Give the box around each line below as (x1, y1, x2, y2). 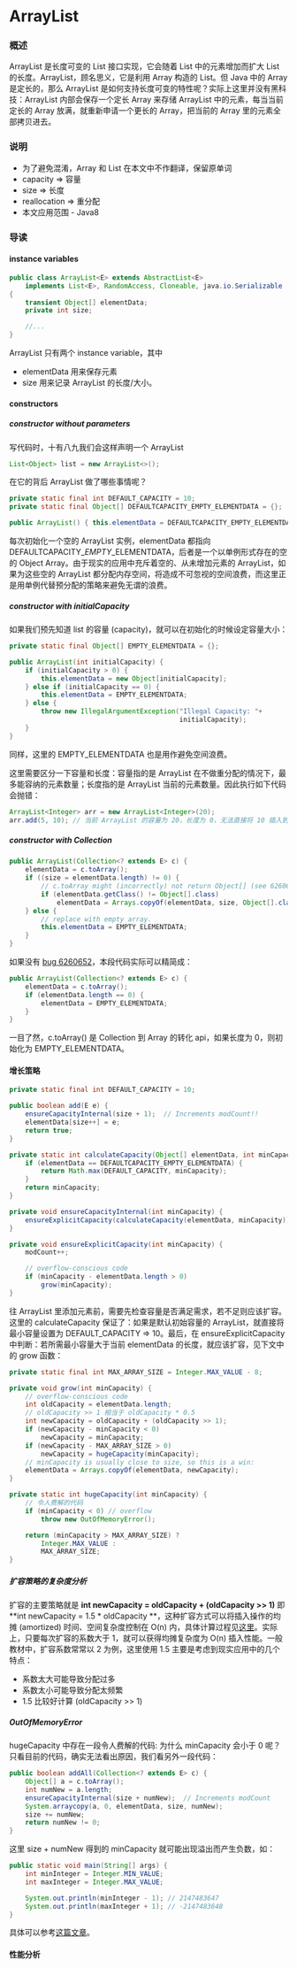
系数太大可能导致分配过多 (21, 1674, 116, 1685)
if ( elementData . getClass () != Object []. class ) (41, 889, 219, 899)
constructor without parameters (9, 419, 131, 429)
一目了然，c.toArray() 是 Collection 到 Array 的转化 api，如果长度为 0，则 (9, 1033, 276, 1043)
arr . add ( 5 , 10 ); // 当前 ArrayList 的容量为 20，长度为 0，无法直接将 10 (9, 816, 265, 825)
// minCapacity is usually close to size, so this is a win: (25, 1457, 255, 1466)
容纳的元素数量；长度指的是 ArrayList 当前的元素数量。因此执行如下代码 (24, 779, 287, 789)
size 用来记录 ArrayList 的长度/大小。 (21, 378, 157, 388)
